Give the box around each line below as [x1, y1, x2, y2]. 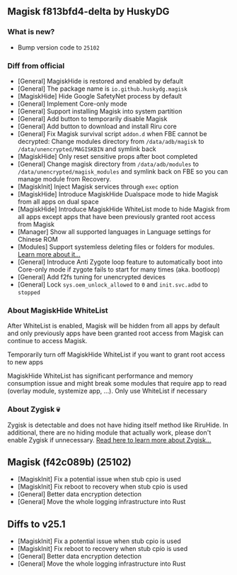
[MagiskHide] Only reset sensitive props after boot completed [17, 152, 198, 160]
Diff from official [7, 60, 65, 70]
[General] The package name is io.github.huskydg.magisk [17, 84, 187, 93]
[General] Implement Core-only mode [17, 99, 127, 108]
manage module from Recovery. [17, 174, 112, 183]
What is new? [7, 27, 55, 37]
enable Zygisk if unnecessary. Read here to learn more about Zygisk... [7, 435, 212, 444]
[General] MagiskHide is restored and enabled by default [17, 77, 184, 85]
